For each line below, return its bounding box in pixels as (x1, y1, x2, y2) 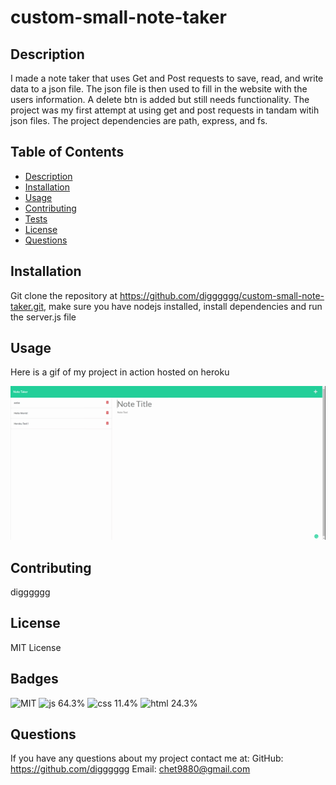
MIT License (10, 641, 62, 653)
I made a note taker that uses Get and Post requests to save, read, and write (10, 72, 324, 84)
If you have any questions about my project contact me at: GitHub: (10, 752, 284, 765)
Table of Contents (10, 144, 125, 161)
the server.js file (10, 311, 77, 323)
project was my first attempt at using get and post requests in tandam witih (10, 104, 320, 116)
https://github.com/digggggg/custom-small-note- (119, 289, 325, 301)
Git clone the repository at (10, 289, 118, 301)
